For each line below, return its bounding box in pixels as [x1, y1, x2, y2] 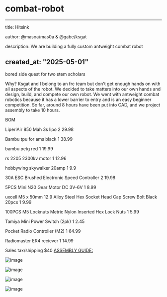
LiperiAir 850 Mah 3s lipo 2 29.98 [5, 126, 74, 132]
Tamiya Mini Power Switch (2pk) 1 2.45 [5, 218, 85, 224]
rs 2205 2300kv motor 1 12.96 [5, 155, 67, 161]
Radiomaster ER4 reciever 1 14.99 [5, 237, 74, 244]
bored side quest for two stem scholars [5, 71, 85, 77]
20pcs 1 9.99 [5, 199, 32, 205]
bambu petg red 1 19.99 [5, 145, 53, 152]
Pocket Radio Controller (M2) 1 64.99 [5, 228, 81, 234]
